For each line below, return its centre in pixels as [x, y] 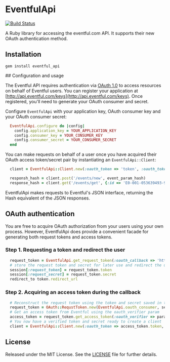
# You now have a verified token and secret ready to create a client [86, 322]
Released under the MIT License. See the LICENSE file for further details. [81, 354]
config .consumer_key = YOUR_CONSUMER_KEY [58, 135]
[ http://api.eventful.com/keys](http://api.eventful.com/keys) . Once [74, 96]
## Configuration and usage [35, 75]
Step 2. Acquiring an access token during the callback [73, 292]
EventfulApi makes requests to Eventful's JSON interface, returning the [79, 192]
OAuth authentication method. [37, 38]
